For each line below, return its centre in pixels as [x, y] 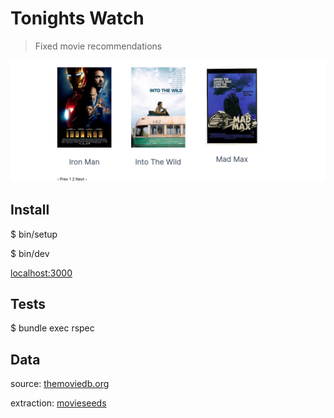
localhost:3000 [41, 273]
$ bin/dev [30, 253]
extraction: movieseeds [58, 403]
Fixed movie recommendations [98, 46]
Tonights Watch [77, 18]
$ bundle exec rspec [52, 328]
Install [30, 210]
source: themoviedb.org [60, 384]
